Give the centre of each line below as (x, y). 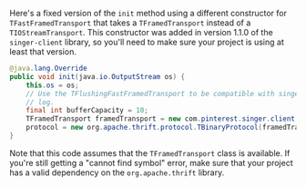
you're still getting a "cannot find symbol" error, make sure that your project (151, 162)
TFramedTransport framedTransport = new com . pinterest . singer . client (161, 119)
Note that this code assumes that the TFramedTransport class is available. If (150, 153)
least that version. (43, 52)
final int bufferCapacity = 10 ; (87, 111)
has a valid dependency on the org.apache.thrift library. (117, 172)
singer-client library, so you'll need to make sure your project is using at (147, 42)
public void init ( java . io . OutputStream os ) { (97, 76)
